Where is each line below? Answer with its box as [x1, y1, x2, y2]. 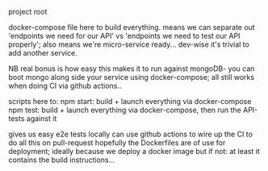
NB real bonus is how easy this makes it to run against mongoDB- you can [8, 64, 255, 73]
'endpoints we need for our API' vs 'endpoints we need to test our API [8, 31, 241, 40]
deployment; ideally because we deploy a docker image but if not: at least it [8, 147, 260, 156]
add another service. [8, 48, 78, 57]
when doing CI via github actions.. [8, 81, 122, 90]
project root [8, 7, 48, 16]
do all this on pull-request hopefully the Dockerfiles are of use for [8, 138, 226, 148]
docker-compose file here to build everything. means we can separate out [8, 23, 256, 31]
